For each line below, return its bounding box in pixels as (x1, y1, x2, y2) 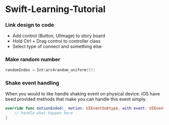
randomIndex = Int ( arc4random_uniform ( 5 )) (5, 67, 96, 72)
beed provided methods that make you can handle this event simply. (5, 96, 147, 102)
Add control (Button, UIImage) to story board (12, 33, 106, 39)
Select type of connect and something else (12, 44, 102, 50)
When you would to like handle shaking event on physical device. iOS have (5, 90, 160, 96)
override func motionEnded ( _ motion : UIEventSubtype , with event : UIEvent (5, 105, 165, 111)
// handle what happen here (14, 110, 73, 115)
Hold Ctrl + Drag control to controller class (12, 38, 101, 44)
